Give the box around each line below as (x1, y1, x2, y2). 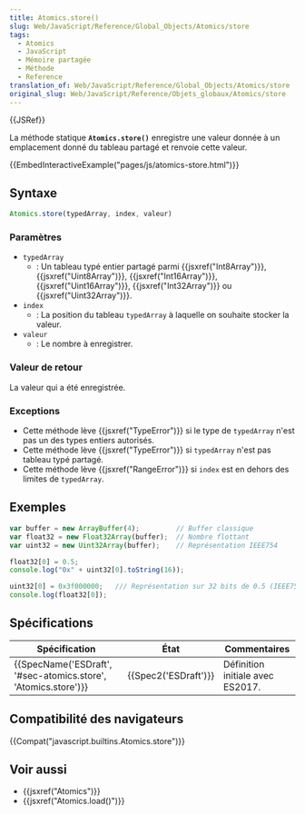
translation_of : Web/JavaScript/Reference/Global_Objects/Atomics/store (9, 81, 290, 90)
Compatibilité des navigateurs (9, 711, 184, 727)
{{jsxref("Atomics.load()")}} (22, 796, 125, 807)
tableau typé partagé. (22, 454, 104, 465)
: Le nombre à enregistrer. (35, 338, 133, 350)
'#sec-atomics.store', (14, 669, 107, 681)
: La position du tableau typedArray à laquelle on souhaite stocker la (35, 310, 290, 321)
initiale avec (222, 669, 274, 681)
